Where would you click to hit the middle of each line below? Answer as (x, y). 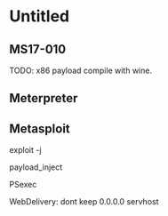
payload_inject (36, 167)
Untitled (40, 16)
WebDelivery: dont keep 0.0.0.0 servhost (84, 202)
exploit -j (25, 150)
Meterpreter (44, 98)
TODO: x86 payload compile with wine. (81, 70)
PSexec (23, 185)
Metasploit (40, 128)
